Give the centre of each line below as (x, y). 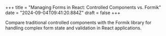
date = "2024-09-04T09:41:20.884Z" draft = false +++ (63, 13)
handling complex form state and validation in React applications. (73, 28)
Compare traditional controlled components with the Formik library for (78, 23)
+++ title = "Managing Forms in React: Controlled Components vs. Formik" (83, 7)
